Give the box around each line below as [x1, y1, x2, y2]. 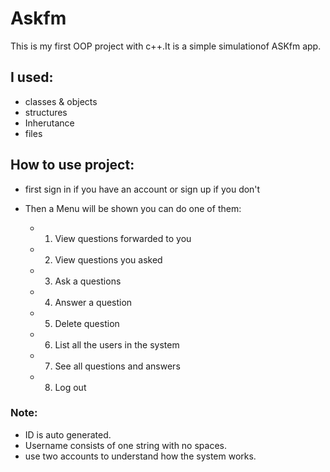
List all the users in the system [54, 338, 180, 351]
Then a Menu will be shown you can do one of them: [24, 202, 242, 214]
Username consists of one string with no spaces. [24, 439, 227, 451]
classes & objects [24, 95, 98, 107]
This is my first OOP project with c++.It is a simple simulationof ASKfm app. [10, 40, 322, 52]
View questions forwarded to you [54, 232, 192, 244]
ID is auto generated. [24, 428, 112, 441]
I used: [10, 69, 54, 86]
